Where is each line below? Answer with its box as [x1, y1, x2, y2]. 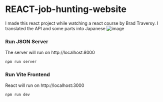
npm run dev [5, 92, 30, 97]
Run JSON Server [5, 38, 48, 45]
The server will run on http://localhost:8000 [5, 49, 95, 56]
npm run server [5, 59, 37, 64]
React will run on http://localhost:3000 [5, 82, 84, 88]
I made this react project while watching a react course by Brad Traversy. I [5, 20, 158, 26]
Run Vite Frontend [5, 71, 50, 78]
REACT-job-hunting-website [5, 4, 126, 15]
